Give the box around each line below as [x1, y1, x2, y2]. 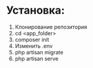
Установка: [6, 4, 65, 17]
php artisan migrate [14, 48, 64, 55]
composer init [14, 36, 49, 43]
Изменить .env [14, 42, 53, 50]
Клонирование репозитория [14, 23, 88, 30]
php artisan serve [14, 55, 59, 62]
